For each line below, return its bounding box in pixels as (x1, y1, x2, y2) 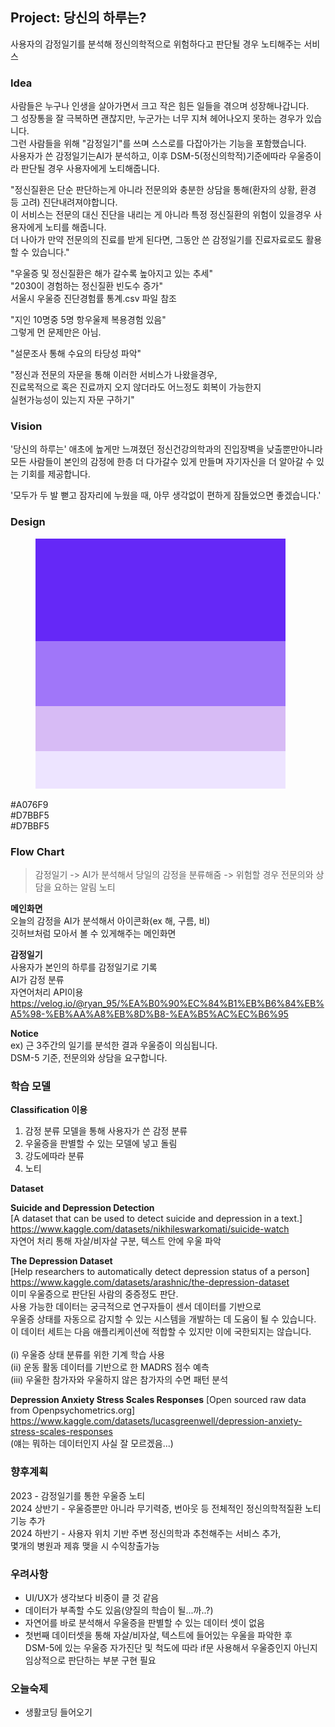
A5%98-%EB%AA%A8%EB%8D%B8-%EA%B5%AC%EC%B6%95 (10, 1008, 289, 1020)
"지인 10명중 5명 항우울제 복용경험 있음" (10, 314, 167, 326)
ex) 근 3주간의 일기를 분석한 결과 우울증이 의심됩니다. (10, 1039, 218, 1051)
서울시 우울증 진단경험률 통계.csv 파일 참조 (10, 293, 177, 305)
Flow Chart (10, 844, 65, 858)
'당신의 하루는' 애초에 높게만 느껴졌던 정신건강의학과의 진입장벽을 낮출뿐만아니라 (10, 443, 323, 455)
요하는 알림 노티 (53, 881, 116, 893)
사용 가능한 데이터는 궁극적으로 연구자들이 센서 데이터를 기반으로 (10, 1301, 262, 1313)
